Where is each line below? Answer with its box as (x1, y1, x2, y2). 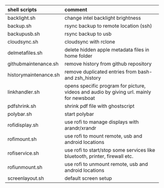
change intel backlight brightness (64, 15, 141, 21)
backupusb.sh (7, 30, 41, 37)
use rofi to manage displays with (64, 118, 139, 125)
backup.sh (7, 23, 32, 29)
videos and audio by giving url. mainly (64, 89, 151, 95)
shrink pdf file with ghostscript (64, 103, 135, 109)
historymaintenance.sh (7, 71, 60, 78)
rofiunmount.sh (7, 164, 43, 170)
